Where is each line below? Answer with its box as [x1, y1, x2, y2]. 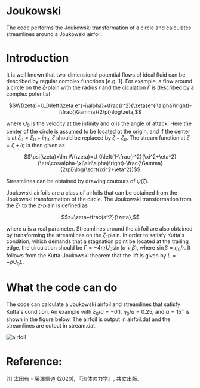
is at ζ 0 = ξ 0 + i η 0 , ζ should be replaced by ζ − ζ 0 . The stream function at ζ [6, 134, 190, 143]
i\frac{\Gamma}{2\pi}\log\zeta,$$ [59, 108, 142, 115]
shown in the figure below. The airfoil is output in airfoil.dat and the [6, 316, 171, 323]
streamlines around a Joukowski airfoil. [6, 30, 103, 37]
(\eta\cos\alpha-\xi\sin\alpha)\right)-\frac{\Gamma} [38, 160, 163, 167]
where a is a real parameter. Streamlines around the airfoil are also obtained [6, 225, 193, 232]
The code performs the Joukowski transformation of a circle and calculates [6, 24, 192, 31]
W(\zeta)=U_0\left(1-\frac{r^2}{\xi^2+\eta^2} [68, 153, 177, 160]
